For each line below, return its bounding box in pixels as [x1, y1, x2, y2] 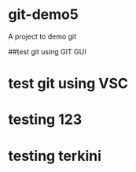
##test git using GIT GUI [8, 47, 86, 56]
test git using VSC [8, 75, 128, 92]
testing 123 [8, 110, 83, 129]
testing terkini [8, 147, 102, 165]
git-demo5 [8, 6, 79, 24]
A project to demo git [8, 32, 77, 41]
